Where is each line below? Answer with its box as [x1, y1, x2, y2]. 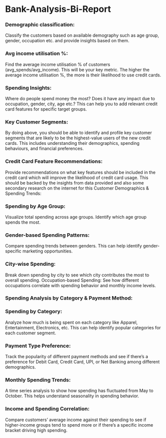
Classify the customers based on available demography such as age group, [5, 32, 160, 38]
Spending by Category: [5, 308, 62, 315]
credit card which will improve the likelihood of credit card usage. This [5, 175, 149, 181]
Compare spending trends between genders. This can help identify [5, 243, 142, 249]
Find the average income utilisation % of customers [5, 61, 111, 67]
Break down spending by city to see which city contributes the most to [5, 272, 150, 278]
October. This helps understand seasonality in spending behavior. [5, 393, 140, 399]
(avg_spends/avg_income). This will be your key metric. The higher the [5, 66, 150, 72]
